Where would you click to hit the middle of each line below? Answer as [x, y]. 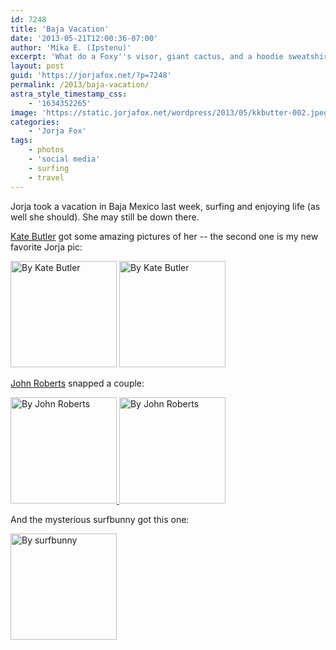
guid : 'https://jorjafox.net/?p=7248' [91, 76]
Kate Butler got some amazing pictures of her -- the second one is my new [164, 236]
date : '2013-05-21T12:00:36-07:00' [84, 38]
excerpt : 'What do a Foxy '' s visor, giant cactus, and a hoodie [147, 57]
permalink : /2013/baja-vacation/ [80, 85]
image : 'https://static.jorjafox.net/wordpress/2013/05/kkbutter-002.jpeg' [171, 112]
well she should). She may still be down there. [105, 217]
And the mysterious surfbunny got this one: [100, 519]
